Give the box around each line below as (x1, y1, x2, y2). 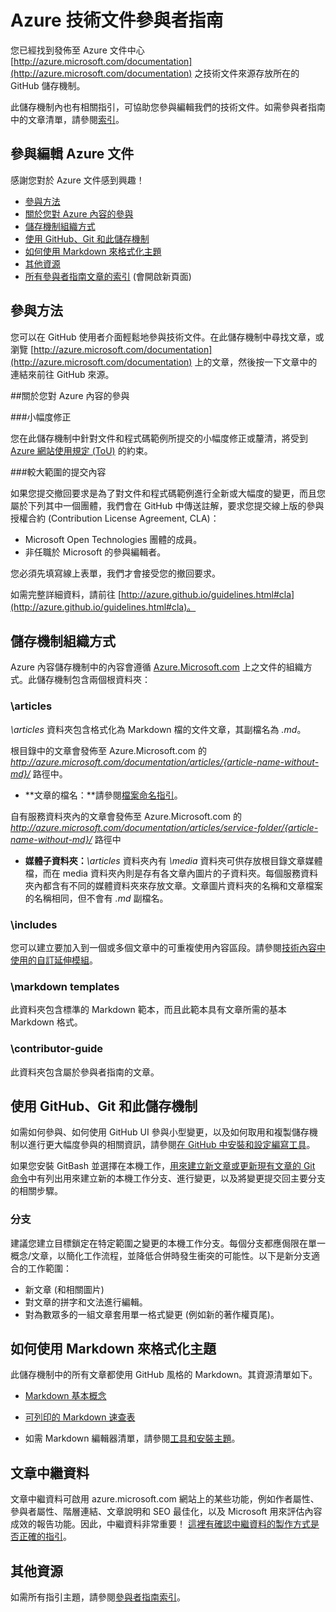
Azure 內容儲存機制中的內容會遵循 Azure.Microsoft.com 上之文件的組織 (10, 661, 304, 673)
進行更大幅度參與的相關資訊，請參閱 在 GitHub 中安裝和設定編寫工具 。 (27, 1139, 316, 1151)
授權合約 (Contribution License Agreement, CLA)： (10, 512, 220, 524)
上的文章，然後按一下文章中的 (194, 356, 318, 368)
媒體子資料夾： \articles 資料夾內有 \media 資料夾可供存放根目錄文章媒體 (24, 854, 323, 866)
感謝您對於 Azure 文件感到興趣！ (10, 174, 145, 186)
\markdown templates (10, 979, 120, 993)
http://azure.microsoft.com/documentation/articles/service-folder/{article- (10, 821, 319, 833)
